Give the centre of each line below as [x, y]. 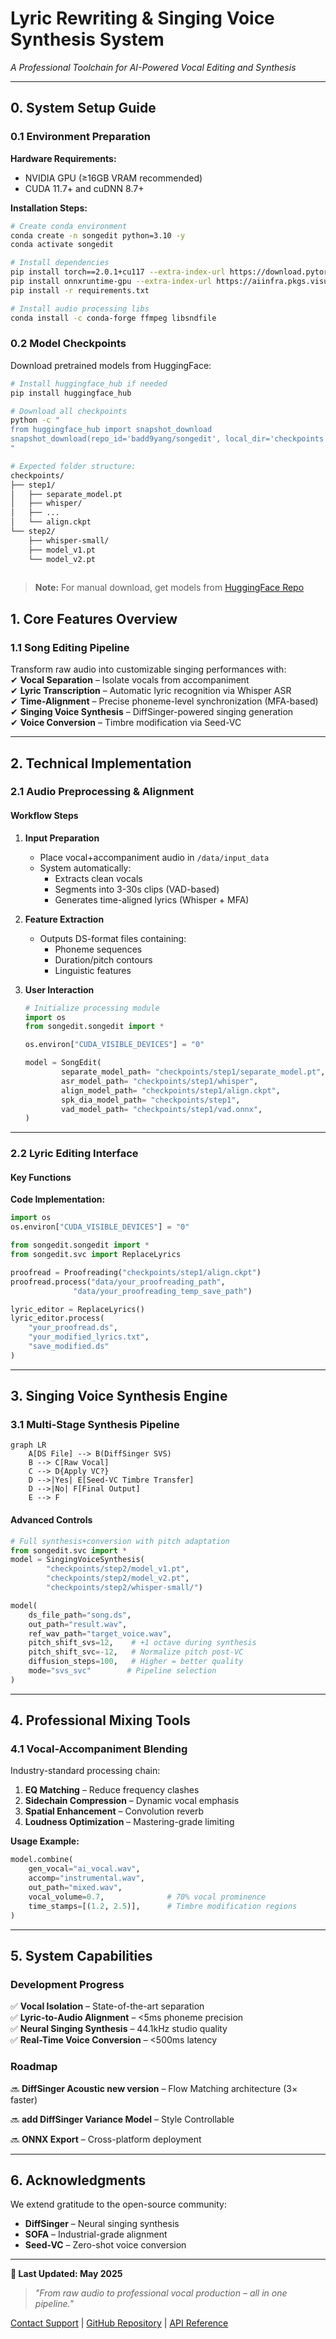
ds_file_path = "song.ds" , [80, 1615]
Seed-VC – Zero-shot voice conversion [105, 2245]
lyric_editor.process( [57, 1318]
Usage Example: [45, 1841]
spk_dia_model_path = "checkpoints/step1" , [151, 1100]
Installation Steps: [49, 208]
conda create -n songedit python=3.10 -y [98, 235]
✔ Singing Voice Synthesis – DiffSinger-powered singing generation [152, 712]
